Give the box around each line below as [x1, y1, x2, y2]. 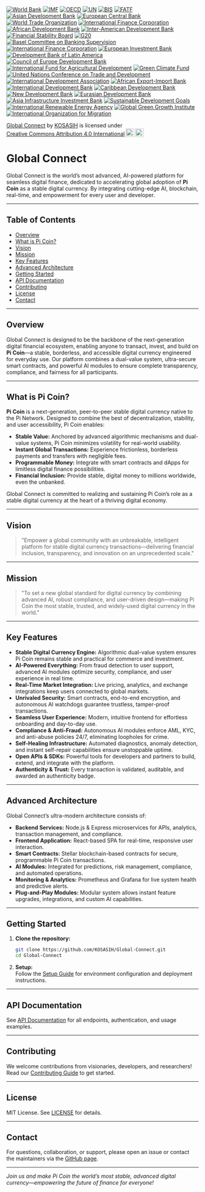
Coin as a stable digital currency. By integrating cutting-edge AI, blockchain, [6, 184, 198, 192]
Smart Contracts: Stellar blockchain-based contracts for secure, [15, 850, 179, 857]
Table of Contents [6, 215, 76, 225]
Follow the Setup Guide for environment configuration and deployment [15, 970, 193, 978]
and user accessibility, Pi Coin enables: [6, 421, 105, 429]
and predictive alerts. [15, 882, 69, 890]
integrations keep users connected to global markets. [15, 688, 149, 695]
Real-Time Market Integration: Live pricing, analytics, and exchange [15, 681, 188, 688]
